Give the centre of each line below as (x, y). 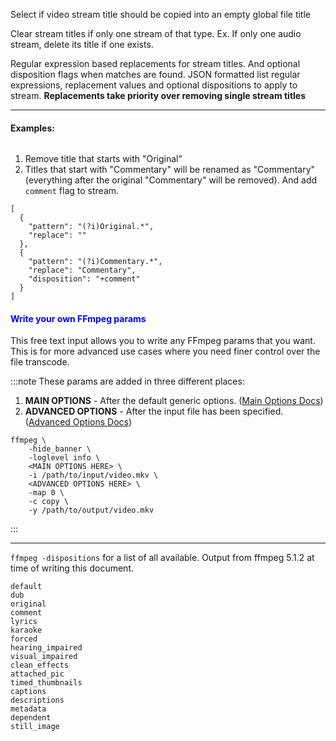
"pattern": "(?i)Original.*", (91, 227)
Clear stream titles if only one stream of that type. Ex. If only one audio (156, 33)
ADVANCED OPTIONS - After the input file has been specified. (154, 411)
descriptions (37, 700)
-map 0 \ (46, 493)
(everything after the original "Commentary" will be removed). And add (171, 180)
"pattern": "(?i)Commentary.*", (95, 262)
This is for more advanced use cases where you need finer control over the (165, 351)
